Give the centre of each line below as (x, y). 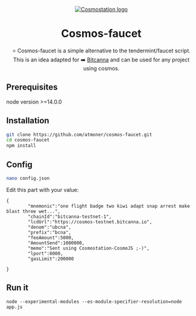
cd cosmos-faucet (28, 140)
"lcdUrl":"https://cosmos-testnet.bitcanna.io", (90, 222)
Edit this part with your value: (43, 190)
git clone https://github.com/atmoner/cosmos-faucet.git (79, 135)
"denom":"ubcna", (49, 227)
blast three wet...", (33, 211)
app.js (14, 307)
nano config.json (28, 178)
